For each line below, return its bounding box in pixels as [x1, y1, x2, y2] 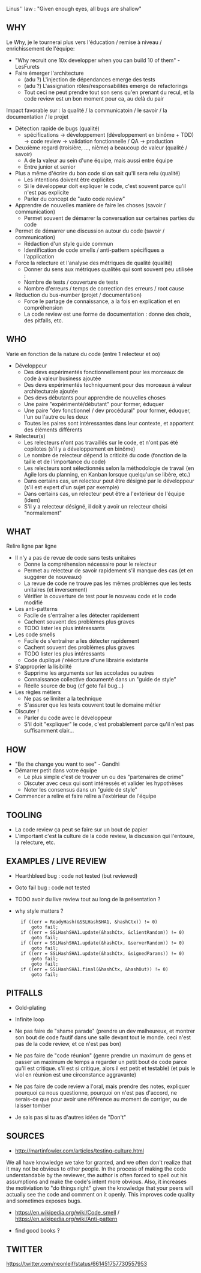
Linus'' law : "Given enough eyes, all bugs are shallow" [6, 5, 142, 12]
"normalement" [23, 509, 62, 516]
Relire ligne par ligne [6, 542, 57, 550]
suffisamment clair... [23, 727, 74, 734]
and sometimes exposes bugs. [6, 1197, 82, 1204]
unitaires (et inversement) [23, 586, 88, 593]
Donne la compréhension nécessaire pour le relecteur [23, 560, 157, 568]
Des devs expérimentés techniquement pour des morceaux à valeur [23, 381, 192, 388]
